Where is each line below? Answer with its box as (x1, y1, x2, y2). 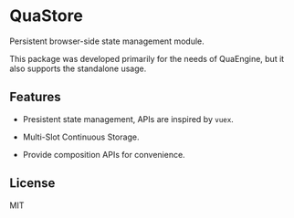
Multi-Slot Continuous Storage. (22, 131, 140, 142)
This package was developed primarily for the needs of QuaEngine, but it (9, 53, 285, 64)
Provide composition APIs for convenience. (22, 149, 185, 160)
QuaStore (9, 5, 84, 26)
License (9, 175, 56, 192)
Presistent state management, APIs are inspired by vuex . (22, 113, 235, 124)
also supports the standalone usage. (9, 63, 147, 74)
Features (9, 89, 61, 105)
